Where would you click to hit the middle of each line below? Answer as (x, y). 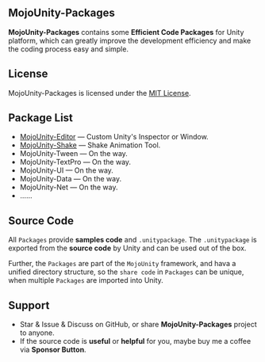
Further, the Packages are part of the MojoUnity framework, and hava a (122, 264)
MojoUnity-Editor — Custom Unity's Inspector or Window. (114, 137)
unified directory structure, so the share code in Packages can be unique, (126, 272)
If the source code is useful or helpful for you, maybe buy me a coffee (135, 341)
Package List (41, 118)
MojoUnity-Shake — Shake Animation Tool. (90, 145)
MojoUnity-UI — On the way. (66, 170)
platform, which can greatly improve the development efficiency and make (130, 40)
